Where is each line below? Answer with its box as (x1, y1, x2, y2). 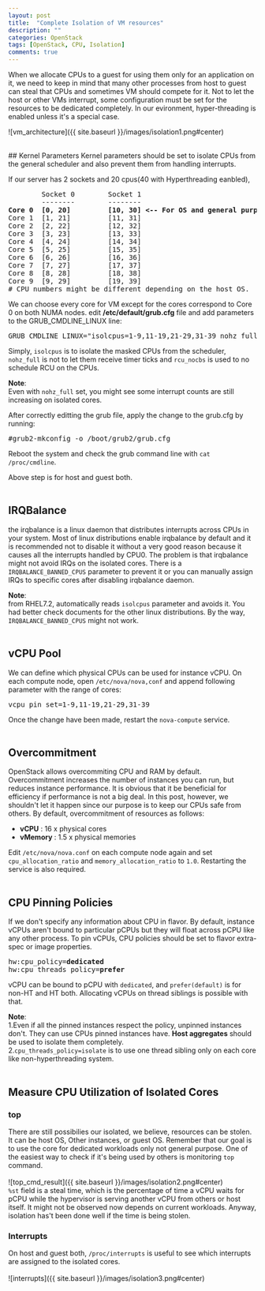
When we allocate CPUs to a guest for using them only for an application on (8, 70, 255, 79)
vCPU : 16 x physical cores (19, 824, 107, 834)
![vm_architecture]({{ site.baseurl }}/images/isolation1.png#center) (8, 127, 225, 137)
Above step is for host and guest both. (8, 473, 132, 482)
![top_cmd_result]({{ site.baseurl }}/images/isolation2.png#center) (8, 1177, 223, 1187)
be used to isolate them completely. (8, 1038, 125, 1047)
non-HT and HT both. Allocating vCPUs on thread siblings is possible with (8, 989, 248, 998)
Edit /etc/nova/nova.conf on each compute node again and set (8, 848, 213, 858)
